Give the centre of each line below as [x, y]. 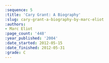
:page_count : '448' [26, 34]
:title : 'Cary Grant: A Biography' [43, 15]
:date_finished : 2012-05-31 [35, 48]
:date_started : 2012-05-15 [34, 43]
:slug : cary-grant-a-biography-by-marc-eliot [54, 19]
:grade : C [15, 52]
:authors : [15, 24]
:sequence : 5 [19, 10]
